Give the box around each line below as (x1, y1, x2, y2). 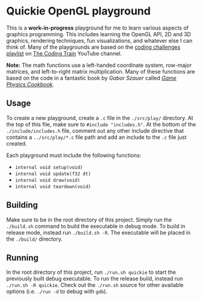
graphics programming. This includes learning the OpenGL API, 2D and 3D (6, 30, 191, 37)
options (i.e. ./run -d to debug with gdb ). (6, 288, 107, 295)
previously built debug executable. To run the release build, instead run (6, 275, 183, 282)
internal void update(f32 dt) (14, 171, 92, 177)
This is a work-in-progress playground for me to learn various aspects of (6, 24, 189, 31)
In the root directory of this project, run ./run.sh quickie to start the (6, 268, 176, 276)
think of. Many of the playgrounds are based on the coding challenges (6, 43, 181, 51)
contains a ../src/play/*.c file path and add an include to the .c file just (6, 133, 187, 141)
